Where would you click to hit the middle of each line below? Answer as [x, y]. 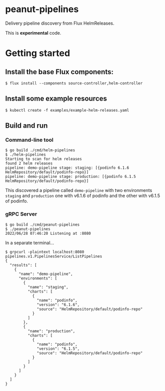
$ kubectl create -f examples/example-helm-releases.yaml [67, 110]
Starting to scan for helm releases [44, 159]
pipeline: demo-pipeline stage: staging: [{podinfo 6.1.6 [67, 168]
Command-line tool [29, 140]
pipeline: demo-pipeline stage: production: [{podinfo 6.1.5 [71, 177]
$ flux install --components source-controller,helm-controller [74, 83]
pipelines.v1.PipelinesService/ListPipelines [54, 256]
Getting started [38, 53]
